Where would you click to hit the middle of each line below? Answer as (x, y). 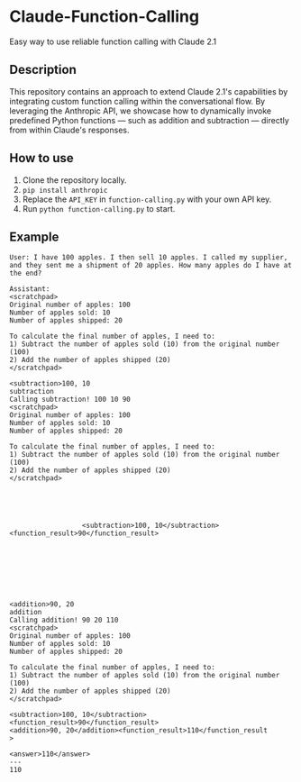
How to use (41, 158)
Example (34, 236)
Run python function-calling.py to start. (99, 208)
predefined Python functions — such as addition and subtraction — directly (150, 120)
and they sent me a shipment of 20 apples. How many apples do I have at (151, 266)
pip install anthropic (65, 190)
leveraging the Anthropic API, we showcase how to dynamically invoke (141, 111)
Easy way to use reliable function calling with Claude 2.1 (113, 41)
